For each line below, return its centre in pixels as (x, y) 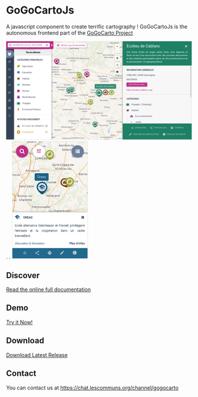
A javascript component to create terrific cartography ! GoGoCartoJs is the (97, 27)
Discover (23, 275)
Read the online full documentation (49, 290)
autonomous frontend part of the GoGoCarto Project (70, 32)
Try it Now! (19, 322)
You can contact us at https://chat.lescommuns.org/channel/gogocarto (92, 388)
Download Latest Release (37, 355)
